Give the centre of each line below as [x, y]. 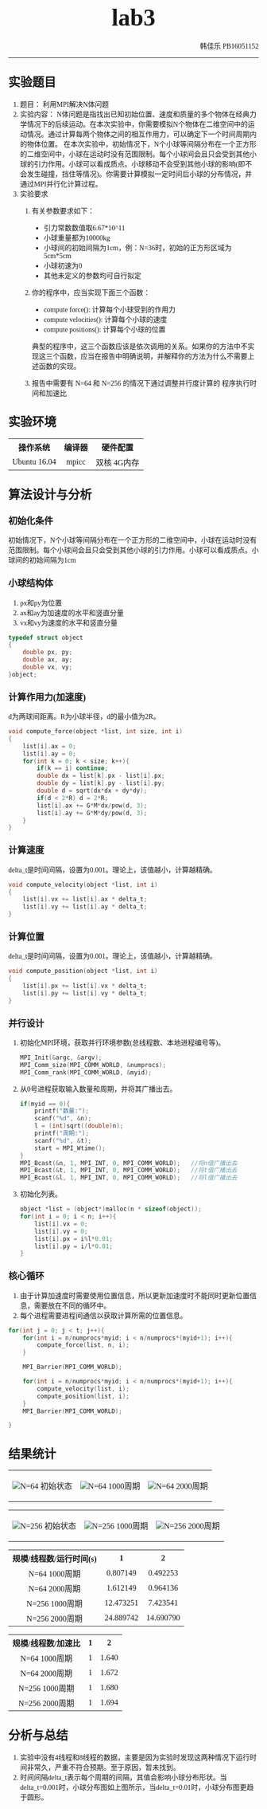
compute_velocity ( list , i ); [83, 1389]
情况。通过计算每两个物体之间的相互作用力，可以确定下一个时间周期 [138, 134]
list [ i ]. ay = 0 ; [50, 753]
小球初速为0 [63, 266]
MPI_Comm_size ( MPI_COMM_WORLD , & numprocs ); [93, 1065]
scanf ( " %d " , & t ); [63, 1140]
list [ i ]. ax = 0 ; [50, 746]
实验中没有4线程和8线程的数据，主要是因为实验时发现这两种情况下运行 [135, 1758]
